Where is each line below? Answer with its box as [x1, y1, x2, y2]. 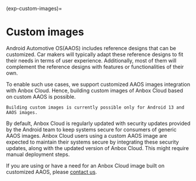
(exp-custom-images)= [6, 5, 63, 12]
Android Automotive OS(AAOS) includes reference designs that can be [6, 44, 177, 51]
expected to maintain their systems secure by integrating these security [6, 138, 180, 145]
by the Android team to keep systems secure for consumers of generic [6, 126, 177, 133]
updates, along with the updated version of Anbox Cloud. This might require [6, 144, 189, 151]
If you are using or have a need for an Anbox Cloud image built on [6, 162, 165, 169]
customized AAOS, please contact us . [6, 168, 98, 175]
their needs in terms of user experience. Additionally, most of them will [6, 57, 177, 64]
